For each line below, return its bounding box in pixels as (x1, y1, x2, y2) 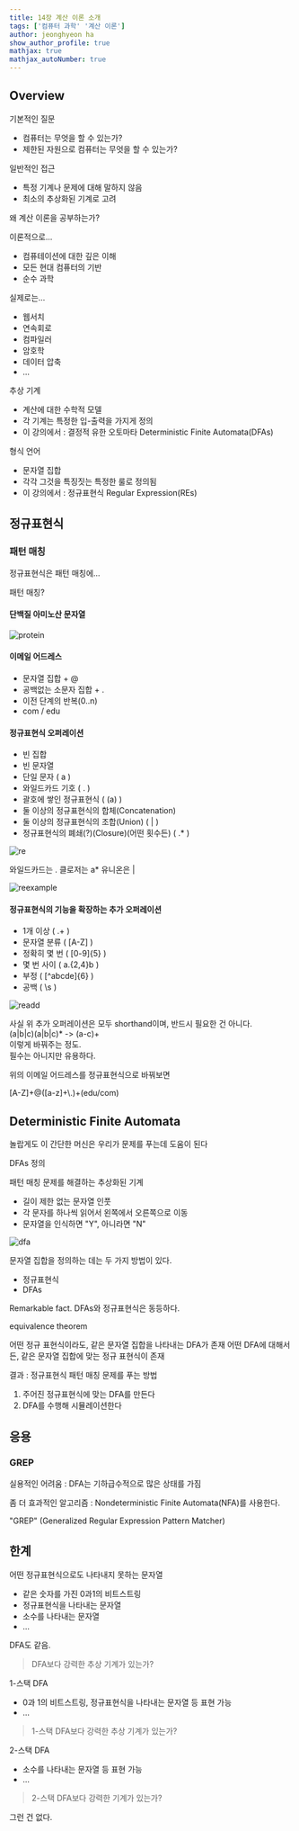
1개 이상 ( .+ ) (22, 926, 70, 937)
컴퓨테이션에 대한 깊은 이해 (22, 250, 117, 261)
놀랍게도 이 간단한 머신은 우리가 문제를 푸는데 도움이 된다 (9, 1139, 208, 1150)
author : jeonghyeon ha (9, 30, 94, 39)
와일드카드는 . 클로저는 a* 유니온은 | (9, 865, 136, 875)
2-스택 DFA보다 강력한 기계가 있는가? (31, 1792, 163, 1803)
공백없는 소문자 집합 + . (22, 684, 105, 695)
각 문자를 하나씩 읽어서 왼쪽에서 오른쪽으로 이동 (22, 1207, 189, 1218)
